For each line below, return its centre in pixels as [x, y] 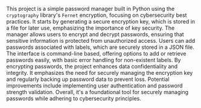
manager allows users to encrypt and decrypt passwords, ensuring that [95, 34]
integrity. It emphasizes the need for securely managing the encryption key [100, 73]
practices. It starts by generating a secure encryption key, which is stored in [101, 21]
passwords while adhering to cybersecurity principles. [74, 98]
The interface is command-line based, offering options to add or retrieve [96, 53]
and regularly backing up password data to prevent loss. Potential [88, 79]
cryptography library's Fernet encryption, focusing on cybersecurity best [97, 15]
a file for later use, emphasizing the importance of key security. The [91, 28]
